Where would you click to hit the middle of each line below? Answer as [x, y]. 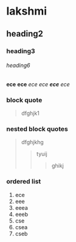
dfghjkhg [32, 142]
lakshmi [27, 11]
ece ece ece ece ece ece [38, 84]
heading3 [21, 51]
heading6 [18, 66]
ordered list [24, 182]
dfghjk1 [30, 113]
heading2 [25, 34]
